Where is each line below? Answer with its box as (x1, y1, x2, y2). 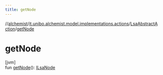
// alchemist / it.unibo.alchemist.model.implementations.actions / (5, 21, 131, 26)
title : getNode (5, 7, 36, 12)
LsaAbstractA (130, 21, 158, 26)
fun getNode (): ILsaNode (5, 64, 55, 70)
